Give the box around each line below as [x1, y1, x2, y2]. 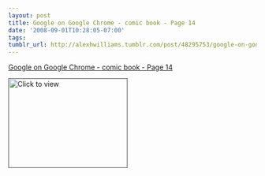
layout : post [8, 11, 51, 20]
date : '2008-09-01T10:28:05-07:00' [8, 26, 125, 34]
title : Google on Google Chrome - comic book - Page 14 [8, 19, 196, 27]
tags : [8, 33, 26, 42]
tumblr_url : [8, 41, 47, 49]
